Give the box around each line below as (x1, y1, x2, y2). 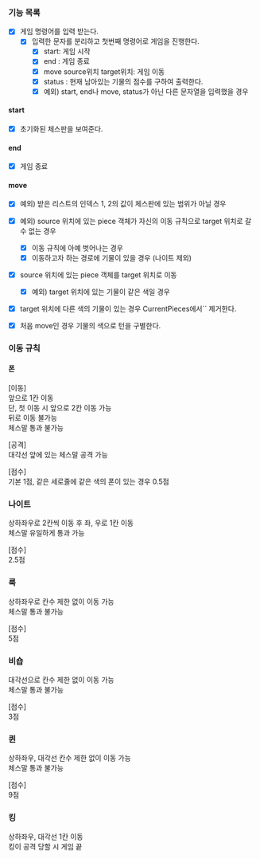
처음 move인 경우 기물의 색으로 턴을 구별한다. (19, 320, 161, 330)
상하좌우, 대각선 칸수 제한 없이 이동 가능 (8, 753, 131, 763)
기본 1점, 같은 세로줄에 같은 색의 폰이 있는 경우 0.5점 (8, 477, 169, 487)
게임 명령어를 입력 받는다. (19, 26, 99, 37)
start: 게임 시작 (43, 46, 91, 57)
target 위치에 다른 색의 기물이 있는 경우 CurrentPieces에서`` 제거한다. (19, 304, 237, 313)
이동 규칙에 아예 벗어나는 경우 (31, 243, 123, 253)
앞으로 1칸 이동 (8, 393, 54, 403)
